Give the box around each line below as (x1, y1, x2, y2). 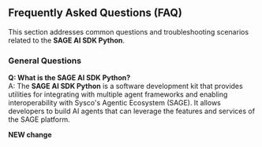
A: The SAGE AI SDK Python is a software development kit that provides (8, 82, 243, 91)
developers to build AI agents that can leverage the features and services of (8, 106, 255, 116)
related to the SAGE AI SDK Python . (8, 35, 125, 45)
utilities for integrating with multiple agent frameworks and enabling (8, 90, 228, 99)
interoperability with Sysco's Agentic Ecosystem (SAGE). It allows (8, 98, 221, 108)
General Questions (8, 55, 81, 66)
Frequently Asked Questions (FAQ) (8, 6, 183, 20)
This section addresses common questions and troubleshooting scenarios (8, 27, 249, 36)
